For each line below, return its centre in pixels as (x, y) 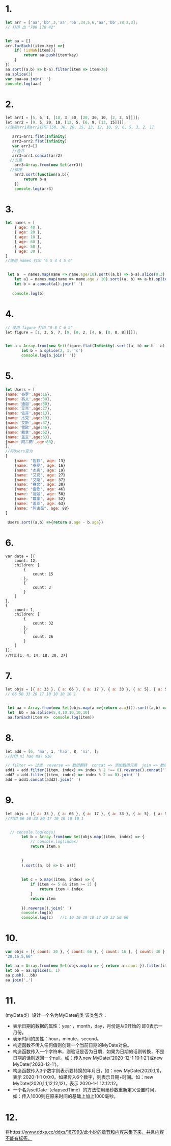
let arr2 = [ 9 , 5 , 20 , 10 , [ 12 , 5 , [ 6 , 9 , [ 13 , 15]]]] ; (66, 123)
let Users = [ (20, 389)
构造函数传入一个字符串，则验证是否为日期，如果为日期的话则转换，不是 (88, 1052)
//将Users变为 (19, 451)
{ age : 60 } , (28, 242)
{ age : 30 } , (28, 251)
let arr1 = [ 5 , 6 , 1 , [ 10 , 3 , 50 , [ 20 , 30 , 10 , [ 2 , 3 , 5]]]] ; (73, 118)
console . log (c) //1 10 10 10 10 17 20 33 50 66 (75, 918)
